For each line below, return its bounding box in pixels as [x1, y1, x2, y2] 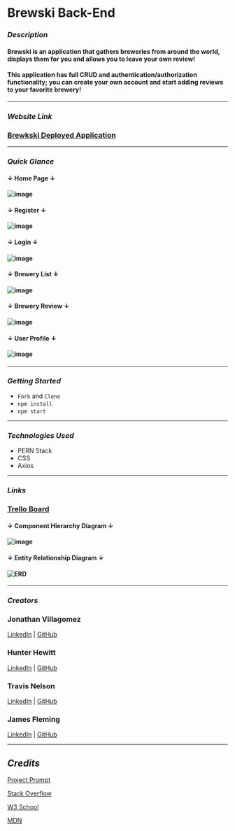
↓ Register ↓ [7, 206, 47, 214]
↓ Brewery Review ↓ [7, 302, 70, 311]
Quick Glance [7, 157, 55, 166]
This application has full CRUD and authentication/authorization [7, 71, 197, 79]
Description [7, 30, 48, 40]
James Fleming [7, 714, 61, 724]
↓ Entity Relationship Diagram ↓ [7, 554, 104, 562]
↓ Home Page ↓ [7, 173, 56, 183]
